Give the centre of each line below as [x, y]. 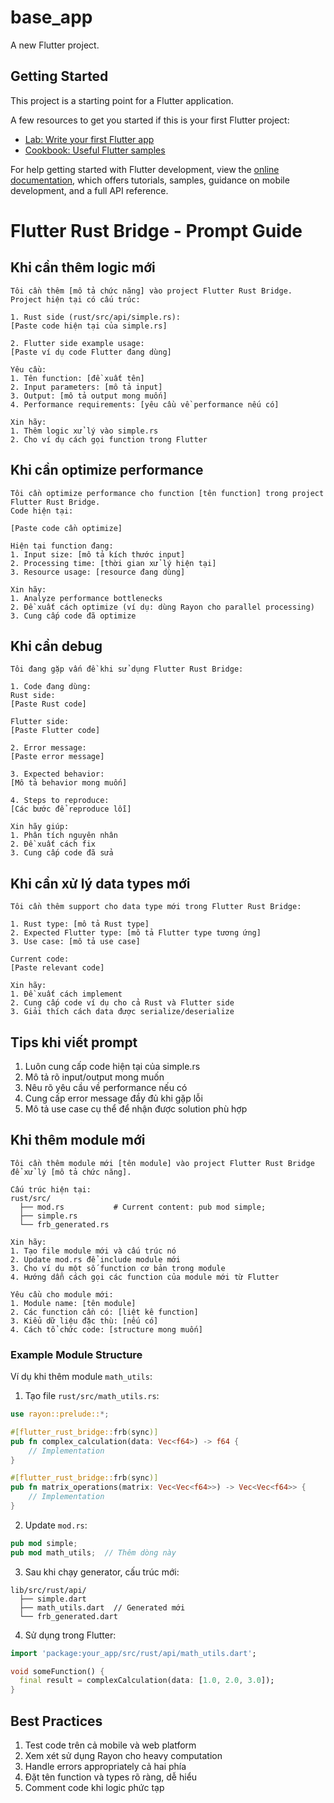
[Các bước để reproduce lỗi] [71, 809]
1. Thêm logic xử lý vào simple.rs [84, 431]
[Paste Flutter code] [55, 731]
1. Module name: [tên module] [73, 1303]
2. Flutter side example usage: [77, 343]
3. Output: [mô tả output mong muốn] [89, 396]
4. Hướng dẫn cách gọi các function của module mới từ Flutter [145, 1277]
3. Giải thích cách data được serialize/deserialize [122, 1012]
